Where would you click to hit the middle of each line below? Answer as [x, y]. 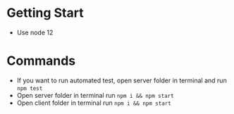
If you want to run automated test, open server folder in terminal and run [122, 80]
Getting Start [45, 13]
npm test [30, 88]
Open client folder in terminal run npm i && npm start [94, 103]
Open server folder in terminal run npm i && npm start [95, 95]
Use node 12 [35, 32]
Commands [41, 61]
